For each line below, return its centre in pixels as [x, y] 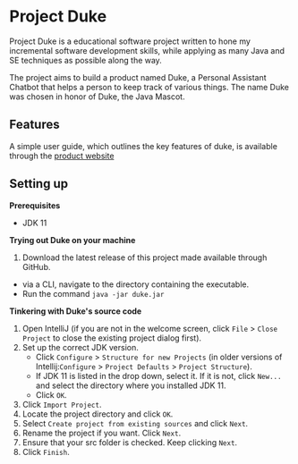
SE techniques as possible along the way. [86, 60]
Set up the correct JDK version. [80, 347]
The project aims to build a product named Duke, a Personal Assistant [138, 77]
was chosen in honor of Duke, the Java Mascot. [97, 97]
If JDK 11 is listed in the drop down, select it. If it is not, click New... [158, 375]
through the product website [62, 156]
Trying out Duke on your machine [72, 240]
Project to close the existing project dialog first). [112, 338]
